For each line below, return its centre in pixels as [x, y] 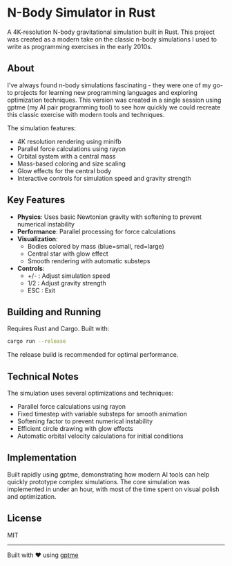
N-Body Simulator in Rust [81, 13]
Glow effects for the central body [64, 170]
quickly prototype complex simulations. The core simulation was [98, 481]
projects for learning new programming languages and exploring [106, 92]
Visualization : [37, 239]
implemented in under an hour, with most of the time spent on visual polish [113, 489]
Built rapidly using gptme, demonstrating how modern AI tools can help [108, 474]
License [25, 519]
